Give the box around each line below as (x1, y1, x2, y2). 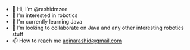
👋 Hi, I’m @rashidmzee (11, 6, 68, 12)
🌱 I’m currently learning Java (11, 18, 83, 25)
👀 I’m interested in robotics (11, 12, 78, 19)
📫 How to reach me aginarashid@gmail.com (11, 37, 122, 44)
